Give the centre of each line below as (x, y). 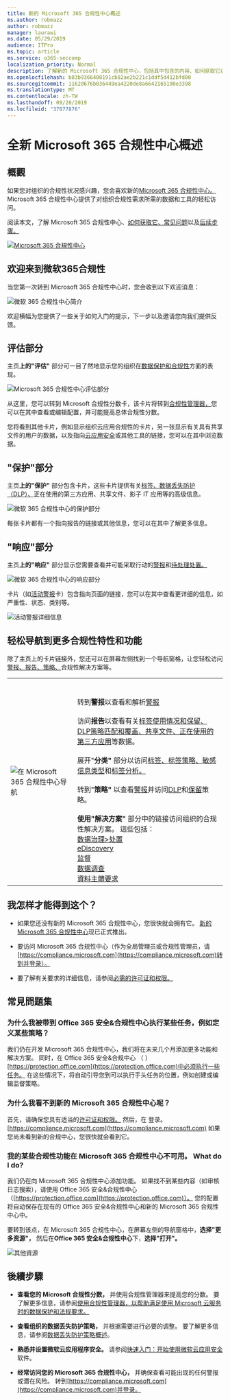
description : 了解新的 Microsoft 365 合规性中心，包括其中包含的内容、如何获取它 (114, 71)
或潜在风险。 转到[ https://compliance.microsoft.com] (92, 1381)
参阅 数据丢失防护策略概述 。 (74, 1334)
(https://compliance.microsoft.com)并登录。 (79, 1389)
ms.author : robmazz (35, 20)
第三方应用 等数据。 (108, 741)
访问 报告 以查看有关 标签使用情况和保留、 (142, 721)
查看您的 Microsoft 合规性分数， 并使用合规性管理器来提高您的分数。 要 (118, 1294)
